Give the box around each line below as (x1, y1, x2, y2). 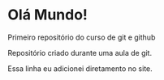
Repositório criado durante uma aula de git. (7, 48, 152, 57)
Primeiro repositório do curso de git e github (7, 32, 156, 42)
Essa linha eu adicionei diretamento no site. (7, 63, 153, 74)
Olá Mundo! (7, 6, 88, 24)
